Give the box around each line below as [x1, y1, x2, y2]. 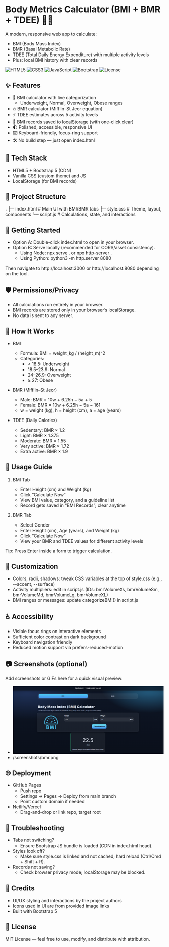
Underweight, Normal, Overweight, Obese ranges [20, 100, 123, 106]
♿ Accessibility [5, 612, 54, 621]
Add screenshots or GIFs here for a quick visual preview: [5, 675, 123, 682]
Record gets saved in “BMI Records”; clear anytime [20, 502, 126, 508]
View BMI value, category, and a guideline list [20, 497, 115, 503]
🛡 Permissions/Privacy [5, 286, 79, 294]
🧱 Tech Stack [5, 154, 47, 163]
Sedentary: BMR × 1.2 [20, 427, 65, 433]
